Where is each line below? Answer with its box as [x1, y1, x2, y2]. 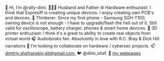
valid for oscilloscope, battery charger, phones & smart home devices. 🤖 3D [5, 25, 158, 31]
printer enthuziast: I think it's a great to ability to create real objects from [5, 30, 151, 36]
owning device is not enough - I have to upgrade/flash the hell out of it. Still [5, 20, 157, 26]
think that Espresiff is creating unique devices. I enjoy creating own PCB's [5, 10, 154, 15]
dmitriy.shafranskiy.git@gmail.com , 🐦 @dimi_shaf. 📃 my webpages [5, 50, 141, 56]
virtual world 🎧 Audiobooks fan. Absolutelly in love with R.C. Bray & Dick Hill [5, 36, 160, 41]
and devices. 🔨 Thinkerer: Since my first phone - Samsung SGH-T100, [5, 15, 146, 20]
